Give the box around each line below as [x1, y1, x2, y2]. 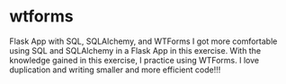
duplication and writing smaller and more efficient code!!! [9, 64, 221, 75]
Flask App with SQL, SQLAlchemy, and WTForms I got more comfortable [9, 36, 278, 46]
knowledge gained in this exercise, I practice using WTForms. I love [9, 55, 259, 65]
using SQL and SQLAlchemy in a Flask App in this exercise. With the [9, 45, 262, 55]
